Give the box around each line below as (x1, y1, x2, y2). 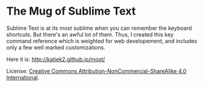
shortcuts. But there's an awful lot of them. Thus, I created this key (6, 30, 174, 38)
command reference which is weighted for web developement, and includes (6, 37, 198, 44)
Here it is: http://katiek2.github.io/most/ (6, 55, 105, 63)
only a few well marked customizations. (6, 44, 105, 51)
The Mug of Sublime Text (6, 4, 136, 18)
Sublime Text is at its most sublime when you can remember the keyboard (6, 24, 192, 32)
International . (6, 74, 40, 81)
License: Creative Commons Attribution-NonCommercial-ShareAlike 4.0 (6, 67, 187, 74)
